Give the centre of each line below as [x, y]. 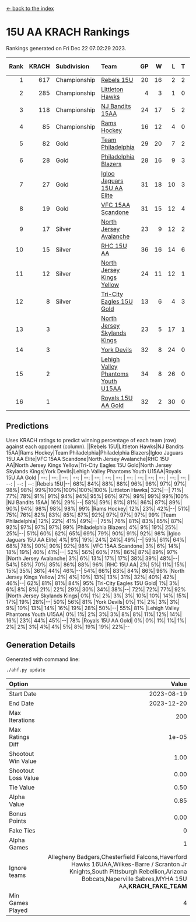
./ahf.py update [26, 670]
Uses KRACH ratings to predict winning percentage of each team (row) [91, 440]
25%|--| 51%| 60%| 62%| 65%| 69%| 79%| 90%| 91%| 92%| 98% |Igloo [93, 533]
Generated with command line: [43, 659]
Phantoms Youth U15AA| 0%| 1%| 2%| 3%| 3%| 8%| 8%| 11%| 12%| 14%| [94, 614]
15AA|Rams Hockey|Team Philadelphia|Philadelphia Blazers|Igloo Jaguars [95, 452]
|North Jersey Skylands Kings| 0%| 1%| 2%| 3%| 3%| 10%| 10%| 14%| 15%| [97, 596]
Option [19, 684]
